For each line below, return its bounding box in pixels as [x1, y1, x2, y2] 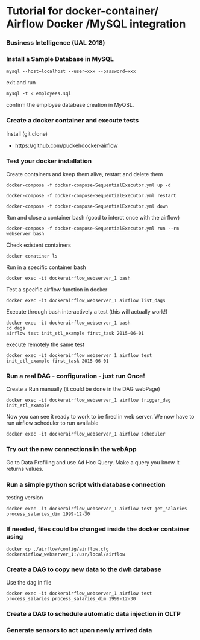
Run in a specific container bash [6, 264, 86, 271]
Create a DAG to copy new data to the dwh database [6, 565, 161, 574]
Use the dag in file [6, 579, 52, 586]
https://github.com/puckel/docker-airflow [14, 142, 119, 149]
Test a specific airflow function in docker [6, 286, 108, 293]
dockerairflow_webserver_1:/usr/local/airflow [6, 551, 125, 557]
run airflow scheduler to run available [6, 419, 99, 426]
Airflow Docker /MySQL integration [6, 17, 186, 31]
